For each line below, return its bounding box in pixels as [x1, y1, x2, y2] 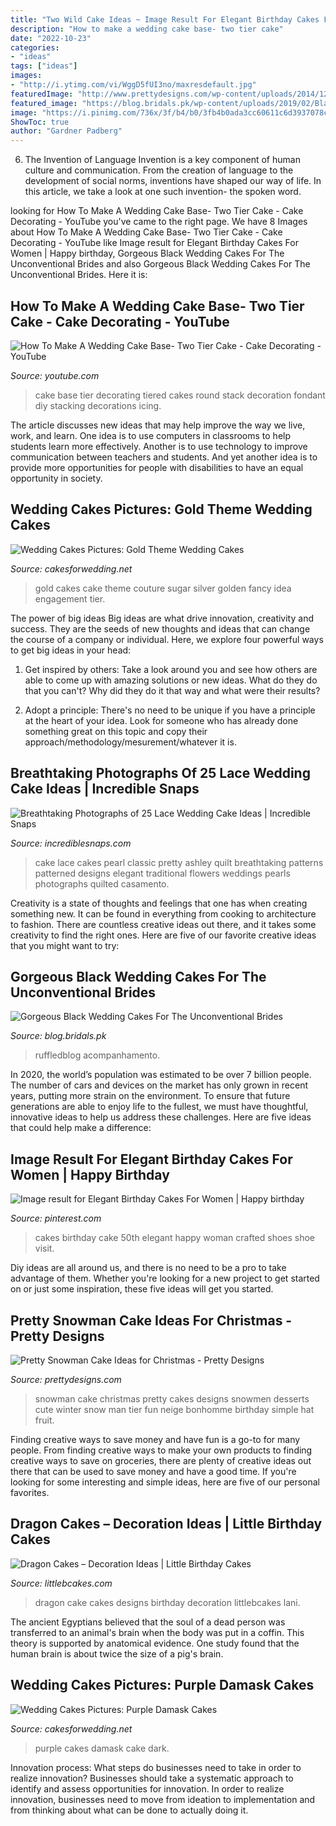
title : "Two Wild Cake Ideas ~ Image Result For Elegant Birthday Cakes [10, 14, 320, 25]
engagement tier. [34, 592, 106, 605]
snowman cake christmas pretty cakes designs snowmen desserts [34, 1393, 310, 1405]
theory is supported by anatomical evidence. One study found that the [10, 1637, 300, 1649]
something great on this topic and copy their [24, 725, 208, 737]
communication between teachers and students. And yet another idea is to [10, 451, 318, 463]
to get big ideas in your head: [10, 644, 132, 656]
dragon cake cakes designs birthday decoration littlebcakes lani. [34, 1596, 301, 1608]
